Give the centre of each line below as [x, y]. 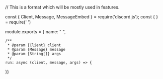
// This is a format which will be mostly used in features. [62, 7]
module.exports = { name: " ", [36, 32]
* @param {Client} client [34, 45]
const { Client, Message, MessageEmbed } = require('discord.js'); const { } [81, 17]
